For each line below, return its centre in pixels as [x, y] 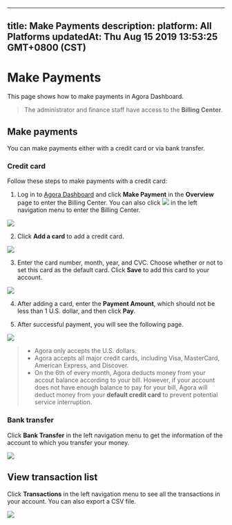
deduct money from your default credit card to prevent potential [126, 395]
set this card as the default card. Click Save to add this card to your [113, 270]
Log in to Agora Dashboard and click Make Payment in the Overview [115, 195]
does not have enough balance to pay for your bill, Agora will [121, 388]
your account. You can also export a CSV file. [72, 501]
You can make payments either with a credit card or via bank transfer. [106, 149]
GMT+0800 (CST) [47, 48]
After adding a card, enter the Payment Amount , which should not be [116, 304]
